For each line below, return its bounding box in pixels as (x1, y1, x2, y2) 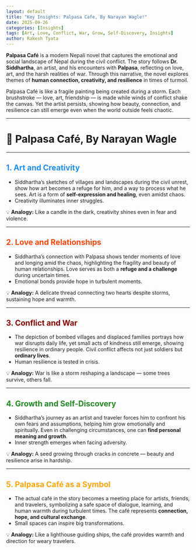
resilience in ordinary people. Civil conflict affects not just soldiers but (14, 346, 183, 353)
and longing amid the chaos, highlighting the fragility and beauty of (14, 259, 176, 266)
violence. (6, 215, 28, 222)
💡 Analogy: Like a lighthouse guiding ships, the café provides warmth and (6, 531, 185, 538)
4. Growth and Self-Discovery (6, 399, 117, 409)
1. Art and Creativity (6, 163, 80, 173)
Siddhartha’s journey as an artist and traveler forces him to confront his (14, 414, 185, 421)
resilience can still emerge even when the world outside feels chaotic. (6, 106, 174, 113)
